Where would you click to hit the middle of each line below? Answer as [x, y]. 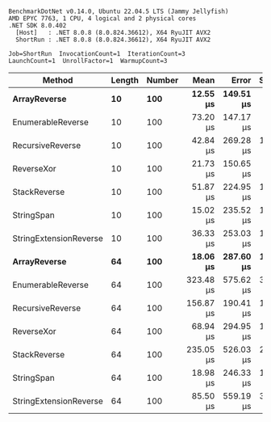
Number [163, 80]
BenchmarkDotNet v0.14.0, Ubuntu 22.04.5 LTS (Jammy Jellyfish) [119, 11]
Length [125, 80]
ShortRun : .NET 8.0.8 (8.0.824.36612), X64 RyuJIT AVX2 [113, 40]
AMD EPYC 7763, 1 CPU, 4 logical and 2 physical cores [102, 19]
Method [58, 80]
